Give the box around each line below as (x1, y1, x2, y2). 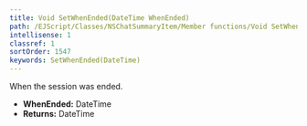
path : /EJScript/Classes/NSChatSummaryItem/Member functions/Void (9, 22, 268, 31)
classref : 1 (9, 38, 55, 48)
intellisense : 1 (9, 30, 71, 39)
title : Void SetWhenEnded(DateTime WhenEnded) (9, 13, 190, 23)
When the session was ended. (9, 81, 123, 91)
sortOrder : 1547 (9, 47, 71, 57)
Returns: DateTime (22, 109, 95, 119)
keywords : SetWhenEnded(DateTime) (9, 56, 142, 65)
